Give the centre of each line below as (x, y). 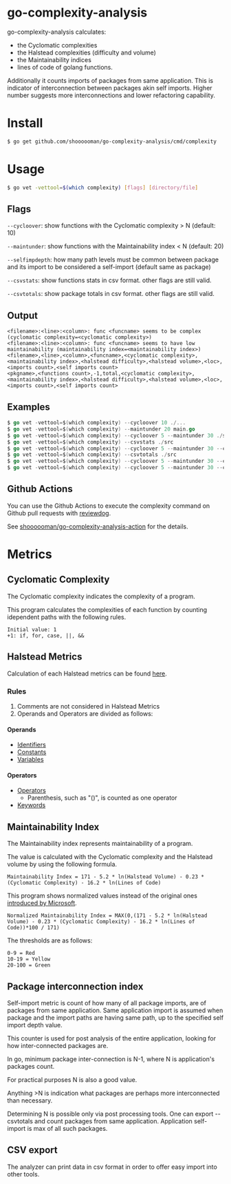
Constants (32, 752)
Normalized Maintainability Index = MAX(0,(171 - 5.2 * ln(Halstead (107, 916)
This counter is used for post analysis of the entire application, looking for (112, 1038)
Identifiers (31, 745)
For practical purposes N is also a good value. (72, 1079)
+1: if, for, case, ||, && (46, 635)
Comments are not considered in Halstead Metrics (88, 706)
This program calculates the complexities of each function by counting (107, 609)
